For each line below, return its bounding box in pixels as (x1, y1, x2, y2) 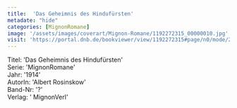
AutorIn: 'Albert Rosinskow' (7, 78, 86, 86)
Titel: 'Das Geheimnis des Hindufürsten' (7, 55, 123, 64)
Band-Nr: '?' (7, 86, 43, 94)
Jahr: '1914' (7, 71, 41, 79)
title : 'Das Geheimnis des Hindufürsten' (7, 10, 134, 18)
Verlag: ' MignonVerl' (7, 93, 68, 102)
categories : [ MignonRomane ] (7, 23, 90, 30)
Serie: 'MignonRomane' (7, 63, 75, 72)
